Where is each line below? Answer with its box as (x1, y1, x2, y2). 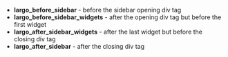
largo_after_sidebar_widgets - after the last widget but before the (13, 27, 202, 36)
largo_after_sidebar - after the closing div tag (13, 43, 145, 50)
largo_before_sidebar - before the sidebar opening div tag (13, 6, 182, 14)
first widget (13, 21, 47, 28)
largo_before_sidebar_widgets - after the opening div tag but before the (13, 13, 222, 21)
